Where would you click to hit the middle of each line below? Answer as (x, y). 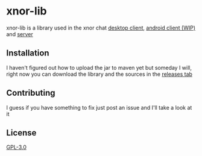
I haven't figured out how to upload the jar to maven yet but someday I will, (99, 67)
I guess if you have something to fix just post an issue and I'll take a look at (99, 107)
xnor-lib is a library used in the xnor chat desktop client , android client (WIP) (101, 28)
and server (20, 34)
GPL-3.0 (17, 147)
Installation (28, 53)
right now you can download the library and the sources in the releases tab (99, 74)
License (21, 133)
